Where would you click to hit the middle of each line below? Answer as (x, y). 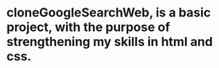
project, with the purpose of (88, 27)
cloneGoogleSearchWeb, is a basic (109, 13)
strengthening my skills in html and (109, 42)
